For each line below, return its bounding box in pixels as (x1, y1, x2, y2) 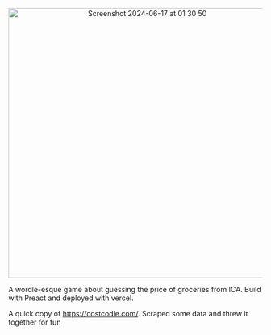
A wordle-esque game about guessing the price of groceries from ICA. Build (8, 285, 262, 294)
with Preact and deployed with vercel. (8, 293, 135, 303)
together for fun (8, 317, 61, 327)
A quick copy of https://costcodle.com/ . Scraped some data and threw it (8, 309, 248, 318)
